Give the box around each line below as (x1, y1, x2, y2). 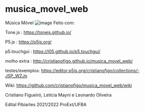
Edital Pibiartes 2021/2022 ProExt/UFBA (5, 101, 87, 107)
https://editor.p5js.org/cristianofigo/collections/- (41, 68, 140, 74)
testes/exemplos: (5, 68, 41, 74)
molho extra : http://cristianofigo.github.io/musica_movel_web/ (5, 58, 133, 64)
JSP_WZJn (5, 73, 28, 78)
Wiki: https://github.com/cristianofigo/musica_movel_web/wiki (5, 82, 132, 88)
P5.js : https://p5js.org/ (5, 38, 52, 45)
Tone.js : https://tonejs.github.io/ (5, 29, 72, 35)
